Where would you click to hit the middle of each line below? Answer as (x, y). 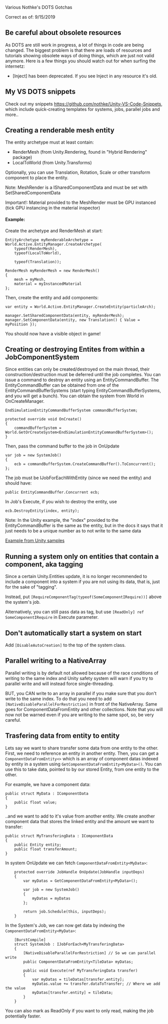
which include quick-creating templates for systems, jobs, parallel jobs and (82, 109)
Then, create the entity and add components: (52, 297)
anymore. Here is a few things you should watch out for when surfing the (80, 61)
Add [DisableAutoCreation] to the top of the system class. (66, 645)
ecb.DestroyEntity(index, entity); (42, 511)
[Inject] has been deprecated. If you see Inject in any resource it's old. (85, 76)
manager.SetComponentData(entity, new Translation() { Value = (73, 320)
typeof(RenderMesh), (36, 249)
